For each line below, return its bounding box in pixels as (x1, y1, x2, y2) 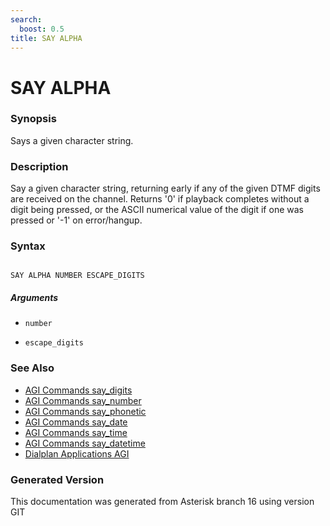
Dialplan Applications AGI (24, 447, 130, 460)
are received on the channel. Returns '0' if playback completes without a (10, 193, 310, 205)
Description (10, 159, 69, 173)
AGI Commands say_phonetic (24, 405, 147, 417)
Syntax (10, 239, 46, 253)
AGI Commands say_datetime (24, 437, 146, 449)
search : (10, 14, 43, 25)
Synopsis (10, 112, 57, 126)
